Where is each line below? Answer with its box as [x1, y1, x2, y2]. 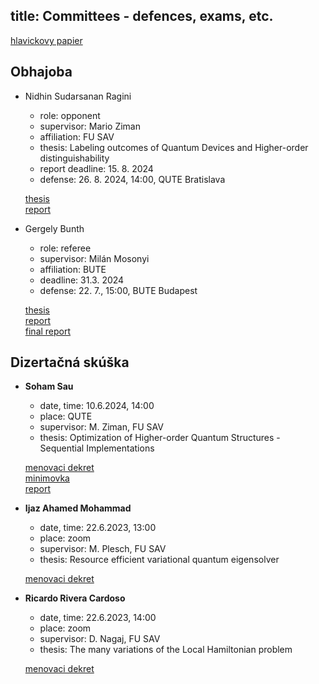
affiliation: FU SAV [39, 130, 115, 143]
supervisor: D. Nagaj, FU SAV [39, 633, 161, 645]
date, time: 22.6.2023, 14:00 [39, 612, 157, 624]
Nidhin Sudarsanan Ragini [24, 90, 132, 102]
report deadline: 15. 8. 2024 [39, 162, 154, 174]
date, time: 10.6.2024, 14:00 [39, 400, 155, 412]
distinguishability [39, 152, 110, 164]
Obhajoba [10, 64, 73, 81]
